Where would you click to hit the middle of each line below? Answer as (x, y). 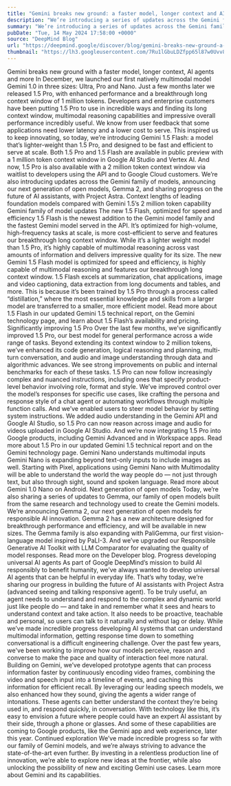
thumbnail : (23, 52)
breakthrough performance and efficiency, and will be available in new (107, 525)
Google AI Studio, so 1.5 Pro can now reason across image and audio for (109, 423)
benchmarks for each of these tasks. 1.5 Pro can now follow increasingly (110, 372)
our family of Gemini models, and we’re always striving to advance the (107, 745)
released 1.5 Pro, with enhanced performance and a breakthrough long (107, 93)
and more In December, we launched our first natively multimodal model (109, 79)
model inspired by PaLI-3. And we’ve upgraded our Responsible (125, 540)
